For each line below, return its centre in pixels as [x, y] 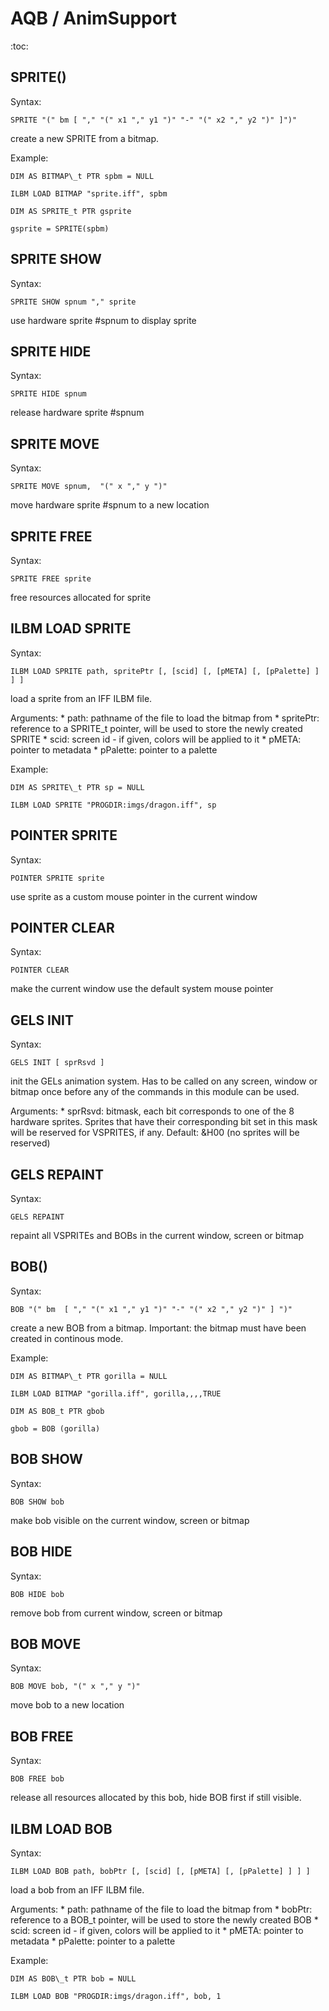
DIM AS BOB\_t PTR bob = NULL [73, 1978]
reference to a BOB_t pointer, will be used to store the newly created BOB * [164, 1919]
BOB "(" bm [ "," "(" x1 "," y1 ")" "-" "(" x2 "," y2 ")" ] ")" [151, 1309]
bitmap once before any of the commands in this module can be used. [155, 1092]
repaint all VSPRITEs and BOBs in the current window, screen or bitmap [157, 1236]
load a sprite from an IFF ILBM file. [81, 698]
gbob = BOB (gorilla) [55, 1428]
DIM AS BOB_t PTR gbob [57, 1411]
